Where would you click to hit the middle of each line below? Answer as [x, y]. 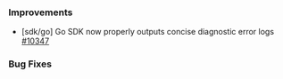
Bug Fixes [30, 64]
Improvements [41, 12]
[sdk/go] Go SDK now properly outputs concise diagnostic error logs [147, 32]
